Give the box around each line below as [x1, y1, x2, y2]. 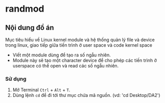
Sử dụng [5, 75, 27, 82]
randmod [5, 3, 45, 15]
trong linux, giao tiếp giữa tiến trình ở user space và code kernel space [5, 42, 153, 48]
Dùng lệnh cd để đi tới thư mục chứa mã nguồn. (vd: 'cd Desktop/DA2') [12, 92, 160, 98]
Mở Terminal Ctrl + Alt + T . [12, 87, 71, 93]
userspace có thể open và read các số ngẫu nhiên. [12, 63, 119, 68]
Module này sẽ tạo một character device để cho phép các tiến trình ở [12, 57, 157, 63]
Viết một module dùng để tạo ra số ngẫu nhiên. [12, 52, 111, 58]
